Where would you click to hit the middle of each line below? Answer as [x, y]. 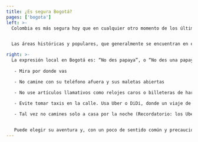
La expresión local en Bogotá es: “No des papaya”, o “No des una [95, 60]
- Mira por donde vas [40, 71]
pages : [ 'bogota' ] [29, 17]
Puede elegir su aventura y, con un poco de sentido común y [90, 130]
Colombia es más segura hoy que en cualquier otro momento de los [95, 28]
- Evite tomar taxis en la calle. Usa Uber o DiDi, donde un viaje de [103, 103]
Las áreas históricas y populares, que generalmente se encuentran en [100, 44]
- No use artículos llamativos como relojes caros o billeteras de [98, 92]
